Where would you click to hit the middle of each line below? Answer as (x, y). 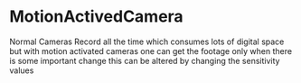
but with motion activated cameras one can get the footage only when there (150, 51)
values (22, 70)
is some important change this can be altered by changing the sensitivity (145, 60)
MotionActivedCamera (96, 17)
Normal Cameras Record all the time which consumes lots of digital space (147, 41)
